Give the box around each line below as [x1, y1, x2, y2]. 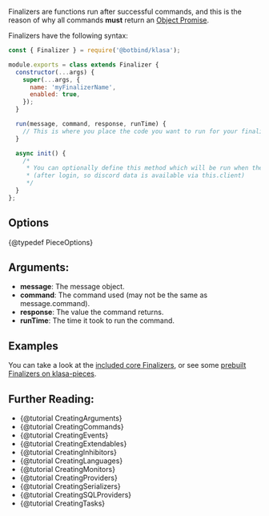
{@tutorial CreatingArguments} [19, 413, 122, 423]
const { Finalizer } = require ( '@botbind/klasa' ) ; [8, 46, 181, 54]
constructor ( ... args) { [15, 68, 94, 76]
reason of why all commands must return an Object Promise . [8, 15, 210, 25]
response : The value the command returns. [19, 308, 164, 317]
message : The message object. [19, 282, 126, 292]
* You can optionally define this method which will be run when [26, 164, 249, 172]
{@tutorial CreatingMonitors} [19, 465, 116, 474]
